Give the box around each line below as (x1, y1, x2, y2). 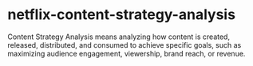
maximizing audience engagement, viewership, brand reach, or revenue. (7, 49, 246, 58)
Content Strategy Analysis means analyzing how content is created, (7, 32, 231, 41)
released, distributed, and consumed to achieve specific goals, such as (7, 40, 242, 49)
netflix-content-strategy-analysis (7, 6, 236, 24)
